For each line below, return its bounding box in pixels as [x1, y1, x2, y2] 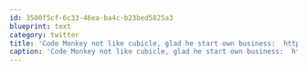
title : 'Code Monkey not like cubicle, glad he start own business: [9, 38, 276, 48]
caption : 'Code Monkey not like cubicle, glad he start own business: [9, 47, 284, 56]
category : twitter [9, 30, 79, 39]
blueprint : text [9, 22, 71, 31]
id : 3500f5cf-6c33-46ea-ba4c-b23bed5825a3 [9, 13, 174, 23]
